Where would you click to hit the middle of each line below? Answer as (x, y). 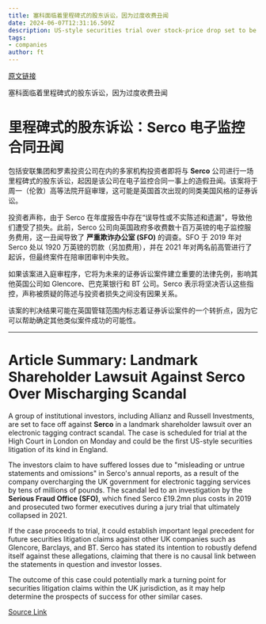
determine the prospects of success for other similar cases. (106, 596)
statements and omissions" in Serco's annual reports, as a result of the (123, 473)
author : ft (26, 52)
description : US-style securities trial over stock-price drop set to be (133, 30)
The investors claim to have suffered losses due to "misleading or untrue (127, 465)
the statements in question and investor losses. (85, 564)
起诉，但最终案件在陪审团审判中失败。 (70, 257)
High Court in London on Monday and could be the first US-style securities (131, 441)
